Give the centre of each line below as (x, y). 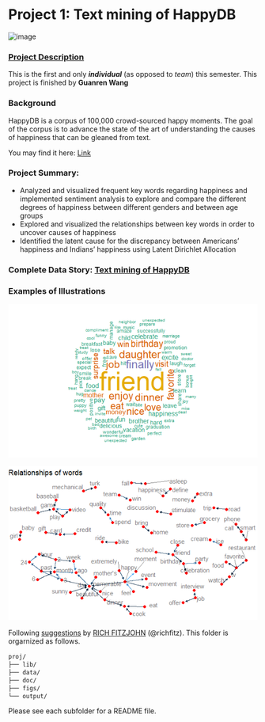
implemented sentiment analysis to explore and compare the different (133, 199)
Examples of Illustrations (57, 291)
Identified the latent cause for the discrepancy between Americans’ (129, 241)
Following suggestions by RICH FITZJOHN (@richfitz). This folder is (118, 633)
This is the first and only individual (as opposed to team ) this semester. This (133, 74)
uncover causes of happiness (68, 232)
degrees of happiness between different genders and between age (129, 207)
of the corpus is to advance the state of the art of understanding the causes (132, 129)
